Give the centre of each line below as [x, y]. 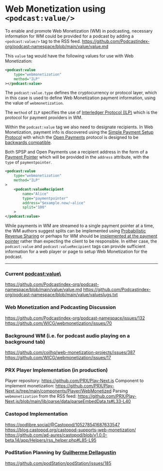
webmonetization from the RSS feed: [41, 396]
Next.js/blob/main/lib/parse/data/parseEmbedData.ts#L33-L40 [68, 401]
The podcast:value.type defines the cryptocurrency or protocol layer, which [81, 93]
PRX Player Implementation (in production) [57, 370]
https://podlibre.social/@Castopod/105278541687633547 [63, 424]
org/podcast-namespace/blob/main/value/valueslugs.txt [61, 295]
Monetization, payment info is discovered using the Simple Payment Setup [79, 132]
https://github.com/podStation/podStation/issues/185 [58, 463]
